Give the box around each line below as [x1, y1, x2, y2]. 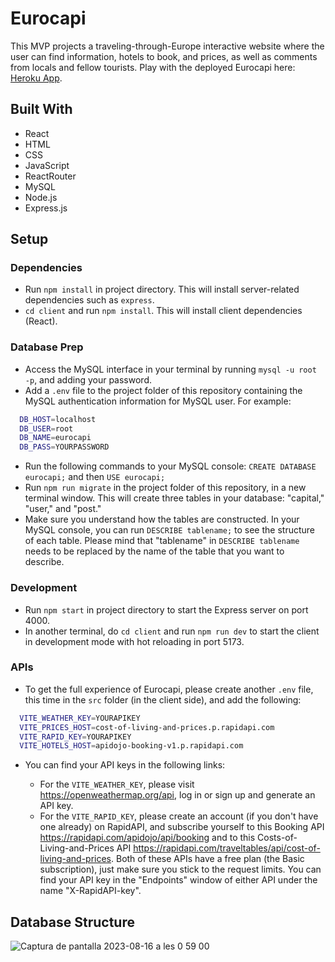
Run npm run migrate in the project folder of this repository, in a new [24, 482, 307, 494]
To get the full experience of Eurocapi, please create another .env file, [24, 683, 314, 695]
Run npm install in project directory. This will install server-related [24, 283, 300, 296]
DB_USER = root [19, 423, 74, 434]
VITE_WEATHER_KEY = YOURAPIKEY [19, 713, 141, 723]
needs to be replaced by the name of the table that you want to [24, 545, 285, 557]
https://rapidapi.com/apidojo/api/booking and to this [39, 832, 256, 844]
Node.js [24, 191, 58, 203]
